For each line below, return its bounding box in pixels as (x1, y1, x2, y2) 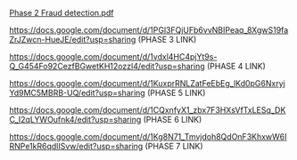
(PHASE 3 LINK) (137, 35, 197, 44)
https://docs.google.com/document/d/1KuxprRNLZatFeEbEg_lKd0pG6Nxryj (9, 78, 285, 88)
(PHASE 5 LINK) (146, 88, 206, 98)
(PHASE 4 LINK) (206, 61, 266, 71)
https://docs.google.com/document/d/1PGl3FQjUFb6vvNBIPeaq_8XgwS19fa (9, 25, 289, 35)
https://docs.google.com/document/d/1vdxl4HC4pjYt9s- (9, 52, 218, 61)
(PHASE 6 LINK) (143, 115, 202, 124)
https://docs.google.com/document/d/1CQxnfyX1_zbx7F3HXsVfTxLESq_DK (9, 105, 286, 115)
